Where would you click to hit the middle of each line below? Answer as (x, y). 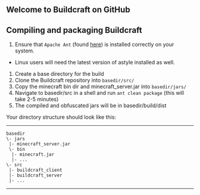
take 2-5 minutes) (37, 99)
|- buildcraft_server (35, 175)
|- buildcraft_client (35, 170)
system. (24, 51)
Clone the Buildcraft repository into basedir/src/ (74, 81)
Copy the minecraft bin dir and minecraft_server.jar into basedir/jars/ (100, 86)
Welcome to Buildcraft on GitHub (68, 10)
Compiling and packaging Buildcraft (74, 30)
